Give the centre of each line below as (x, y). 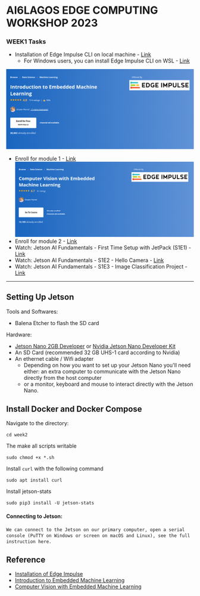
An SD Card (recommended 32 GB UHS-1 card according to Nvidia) (97, 352)
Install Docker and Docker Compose (74, 409)
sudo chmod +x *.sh (30, 458)
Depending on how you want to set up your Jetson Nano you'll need (107, 365)
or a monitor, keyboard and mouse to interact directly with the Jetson (108, 384)
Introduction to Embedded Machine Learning (70, 581)
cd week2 (17, 435)
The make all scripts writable (42, 446)
